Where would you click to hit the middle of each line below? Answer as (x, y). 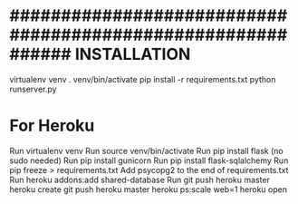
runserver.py (33, 89)
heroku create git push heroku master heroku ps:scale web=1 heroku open (149, 189)
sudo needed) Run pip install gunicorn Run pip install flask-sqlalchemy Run (149, 160)
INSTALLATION (133, 54)
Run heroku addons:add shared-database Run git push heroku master (139, 180)
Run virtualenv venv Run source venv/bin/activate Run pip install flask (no (146, 151)
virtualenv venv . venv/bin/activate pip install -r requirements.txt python (143, 79)
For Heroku (52, 126)
